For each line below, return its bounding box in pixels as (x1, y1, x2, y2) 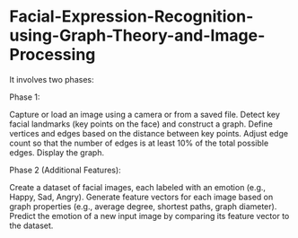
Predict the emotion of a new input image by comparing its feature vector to (9, 210, 290, 221)
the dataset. (9, 220, 54, 231)
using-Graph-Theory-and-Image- (9, 25, 266, 46)
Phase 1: (9, 92, 40, 102)
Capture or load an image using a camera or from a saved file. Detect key (9, 109, 281, 119)
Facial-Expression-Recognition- (9, 6, 254, 27)
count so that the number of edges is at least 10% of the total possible (9, 137, 269, 148)
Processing (9, 45, 96, 65)
